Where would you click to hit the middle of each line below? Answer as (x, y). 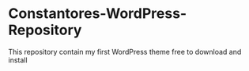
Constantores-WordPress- (98, 14)
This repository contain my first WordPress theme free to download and (125, 51)
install (18, 60)
